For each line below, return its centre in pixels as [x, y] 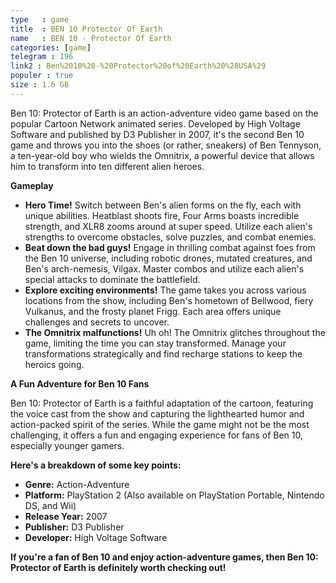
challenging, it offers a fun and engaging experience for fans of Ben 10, [156, 435]
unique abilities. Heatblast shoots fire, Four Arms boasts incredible [162, 215]
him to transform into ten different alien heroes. [107, 166]
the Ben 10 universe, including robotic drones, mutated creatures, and [168, 258]
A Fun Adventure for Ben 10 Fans [80, 383]
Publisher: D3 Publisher [74, 527]
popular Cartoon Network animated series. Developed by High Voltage [155, 123]
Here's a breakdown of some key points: [96, 465]
